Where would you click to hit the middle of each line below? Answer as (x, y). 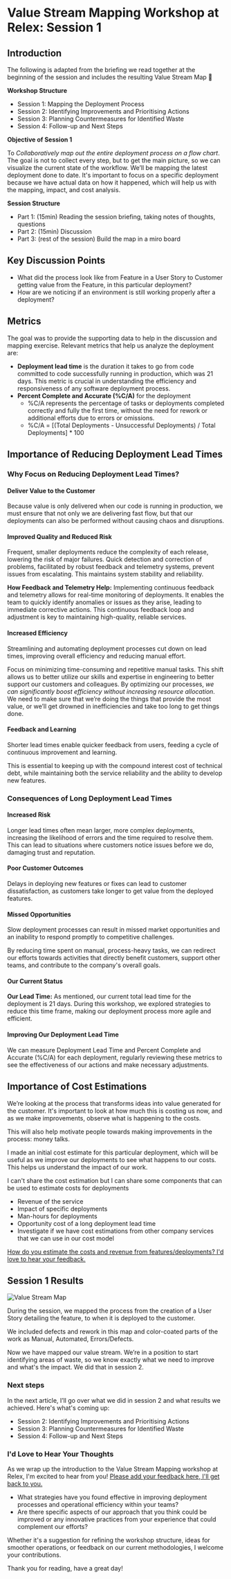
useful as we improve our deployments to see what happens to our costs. (112, 1159)
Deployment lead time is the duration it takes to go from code (105, 366)
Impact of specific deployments (62, 1209)
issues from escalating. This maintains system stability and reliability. (105, 574)
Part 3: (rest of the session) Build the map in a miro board (99, 239)
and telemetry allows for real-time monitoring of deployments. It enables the (116, 595)
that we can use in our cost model (65, 1238)
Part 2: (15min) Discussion (54, 231)
